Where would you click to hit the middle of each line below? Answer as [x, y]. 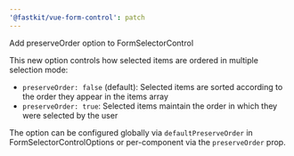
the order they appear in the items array [95, 96]
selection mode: [39, 70]
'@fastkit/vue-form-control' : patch [77, 17]
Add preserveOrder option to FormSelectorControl [102, 43]
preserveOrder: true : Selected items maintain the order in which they [150, 106]
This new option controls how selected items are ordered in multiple [134, 60]
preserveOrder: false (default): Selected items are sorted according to [152, 86]
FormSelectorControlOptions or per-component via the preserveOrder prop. [148, 142]
